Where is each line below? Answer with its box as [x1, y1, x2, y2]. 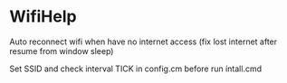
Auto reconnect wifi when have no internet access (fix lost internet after [9, 36, 278, 47]
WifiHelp [9, 6, 77, 27]
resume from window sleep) [9, 45, 114, 56]
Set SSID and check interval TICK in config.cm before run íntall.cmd [9, 63, 263, 74]
